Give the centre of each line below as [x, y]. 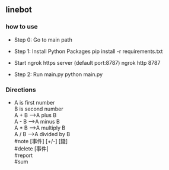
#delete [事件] [31, 149]
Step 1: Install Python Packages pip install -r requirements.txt [88, 51]
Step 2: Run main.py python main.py [58, 74]
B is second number [39, 109]
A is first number [34, 102]
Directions [21, 90]
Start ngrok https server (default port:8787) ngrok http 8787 [87, 62]
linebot [19, 10]
